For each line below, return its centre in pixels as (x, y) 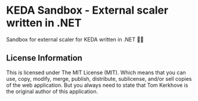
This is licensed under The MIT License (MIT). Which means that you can (96, 72)
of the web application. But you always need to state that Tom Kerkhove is (97, 85)
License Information (44, 58)
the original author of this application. (52, 91)
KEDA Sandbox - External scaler (87, 10)
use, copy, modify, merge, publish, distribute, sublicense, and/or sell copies (99, 78)
